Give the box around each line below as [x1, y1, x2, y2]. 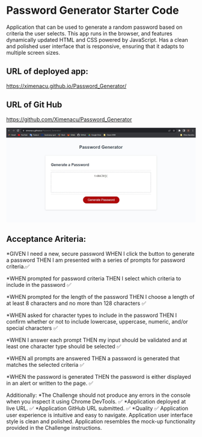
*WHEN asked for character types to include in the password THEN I [6, 312, 177, 319]
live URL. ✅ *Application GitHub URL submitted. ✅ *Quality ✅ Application [6, 405, 188, 412]
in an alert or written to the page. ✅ [6, 379, 94, 387]
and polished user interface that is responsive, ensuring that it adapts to [6, 43, 185, 50]
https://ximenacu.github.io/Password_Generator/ [6, 82, 127, 89]
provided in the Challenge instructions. [6, 424, 102, 431]
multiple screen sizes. [6, 49, 61, 56]
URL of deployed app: [6, 67, 89, 77]
